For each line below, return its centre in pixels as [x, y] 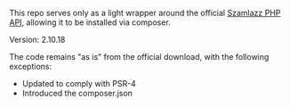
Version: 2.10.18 [37, 40]
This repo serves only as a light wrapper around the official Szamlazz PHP [145, 13]
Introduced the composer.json [77, 93]
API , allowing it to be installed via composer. [90, 22]
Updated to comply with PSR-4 [79, 83]
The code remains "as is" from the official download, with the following [139, 57]
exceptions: [30, 66]
